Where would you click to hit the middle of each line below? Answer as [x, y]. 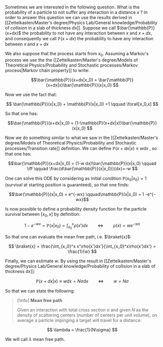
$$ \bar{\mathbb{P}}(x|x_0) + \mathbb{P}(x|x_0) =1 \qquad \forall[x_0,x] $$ [82, 104]
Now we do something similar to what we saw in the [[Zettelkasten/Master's [81, 138]
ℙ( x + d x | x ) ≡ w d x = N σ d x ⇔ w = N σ [82, 281]
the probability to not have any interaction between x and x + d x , [87, 33]
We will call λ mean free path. [35, 339]
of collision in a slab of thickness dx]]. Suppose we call [60, 28]
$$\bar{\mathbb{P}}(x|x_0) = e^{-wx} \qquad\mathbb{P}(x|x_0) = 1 [77, 194]
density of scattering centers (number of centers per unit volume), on [87, 315]
